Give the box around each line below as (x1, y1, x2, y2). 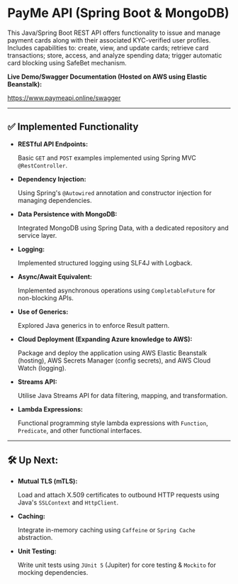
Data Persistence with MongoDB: (17, 209, 118, 218)
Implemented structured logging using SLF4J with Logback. (17, 258, 193, 267)
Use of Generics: (17, 307, 69, 316)
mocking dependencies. (17, 568, 89, 576)
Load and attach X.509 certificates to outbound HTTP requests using (17, 490, 220, 499)
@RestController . (17, 161, 68, 170)
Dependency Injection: (17, 175, 86, 183)
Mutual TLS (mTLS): (17, 477, 78, 485)
